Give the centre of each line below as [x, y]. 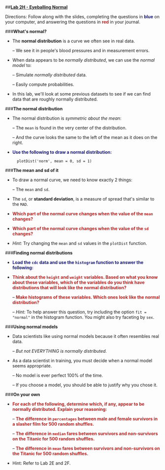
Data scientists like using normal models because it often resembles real [85, 336]
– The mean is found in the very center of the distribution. [69, 128]
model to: [22, 65]
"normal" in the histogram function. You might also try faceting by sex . [83, 317]
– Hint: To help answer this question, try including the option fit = [79, 312]
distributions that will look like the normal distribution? [69, 287]
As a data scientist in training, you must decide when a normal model [82, 361]
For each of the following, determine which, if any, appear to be [78, 404]
